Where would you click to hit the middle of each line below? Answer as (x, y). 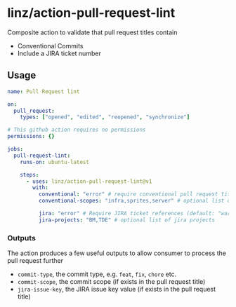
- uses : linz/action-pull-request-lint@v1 (89, 181)
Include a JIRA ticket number (59, 53)
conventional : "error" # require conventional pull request (128, 194)
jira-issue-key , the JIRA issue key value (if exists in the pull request (117, 289)
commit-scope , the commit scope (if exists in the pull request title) (111, 282)
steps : (29, 175)
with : (41, 188)
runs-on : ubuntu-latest (55, 162)
